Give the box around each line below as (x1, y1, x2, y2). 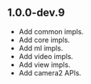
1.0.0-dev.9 (7, 6, 65, 19)
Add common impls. (18, 26, 84, 36)
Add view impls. (18, 60, 71, 69)
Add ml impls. (18, 43, 64, 53)
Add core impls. (18, 35, 71, 44)
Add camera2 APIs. (18, 68, 82, 77)
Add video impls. (18, 51, 74, 61)
